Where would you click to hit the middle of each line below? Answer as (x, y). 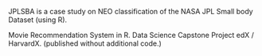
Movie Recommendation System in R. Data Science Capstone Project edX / (131, 35)
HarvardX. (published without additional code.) (85, 43)
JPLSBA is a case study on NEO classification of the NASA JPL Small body (131, 11)
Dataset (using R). (38, 20)
